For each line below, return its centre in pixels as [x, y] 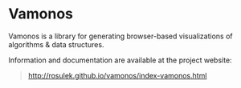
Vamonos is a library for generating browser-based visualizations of [120, 36]
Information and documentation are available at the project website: [120, 60]
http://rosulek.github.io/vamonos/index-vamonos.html [117, 75]
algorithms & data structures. [56, 44]
